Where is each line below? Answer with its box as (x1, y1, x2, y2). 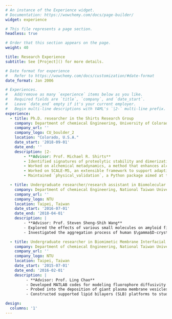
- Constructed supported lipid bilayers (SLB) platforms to (26, 292, 157, 297)
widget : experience (5, 17, 47, 22)
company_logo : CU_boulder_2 (14, 130, 74, 135)
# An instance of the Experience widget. (5, 7, 95, 13)
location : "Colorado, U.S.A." (14, 135, 79, 140)
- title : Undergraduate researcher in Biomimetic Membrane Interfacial (10, 239, 166, 244)
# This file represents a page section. (5, 26, 93, 31)
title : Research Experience (5, 54, 66, 59)
